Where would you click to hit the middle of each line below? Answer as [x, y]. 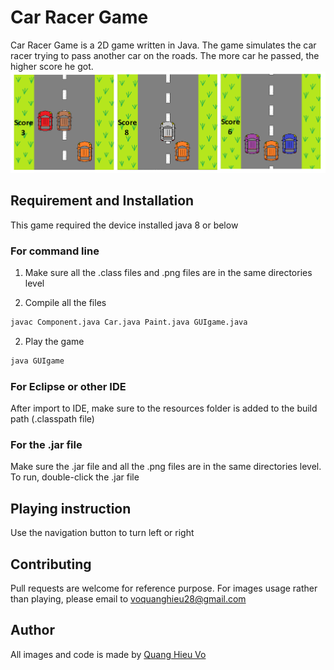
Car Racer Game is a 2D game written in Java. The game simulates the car [163, 45]
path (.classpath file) [52, 419]
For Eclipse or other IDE [68, 386]
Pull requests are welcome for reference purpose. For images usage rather [164, 588]
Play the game [54, 341]
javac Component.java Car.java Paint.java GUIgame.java [129, 322]
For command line [55, 251]
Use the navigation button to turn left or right [102, 533]
